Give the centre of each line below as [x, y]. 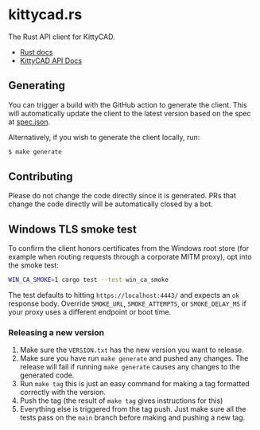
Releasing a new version [56, 333]
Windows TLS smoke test [73, 229]
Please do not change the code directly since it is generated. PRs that [122, 196]
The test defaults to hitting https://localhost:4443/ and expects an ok [124, 295]
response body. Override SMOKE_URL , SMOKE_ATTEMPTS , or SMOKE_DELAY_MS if [127, 303]
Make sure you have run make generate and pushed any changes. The [134, 358]
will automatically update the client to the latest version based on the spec [130, 113]
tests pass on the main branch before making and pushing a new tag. [132, 418]
